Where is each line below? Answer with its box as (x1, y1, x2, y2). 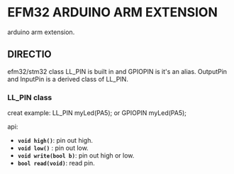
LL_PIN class (7, 92, 52, 102)
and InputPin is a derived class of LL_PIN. (7, 75, 129, 83)
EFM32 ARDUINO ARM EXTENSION (7, 4, 218, 21)
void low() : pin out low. (17, 143, 89, 153)
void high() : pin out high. (17, 136, 94, 145)
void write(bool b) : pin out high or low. (17, 151, 135, 160)
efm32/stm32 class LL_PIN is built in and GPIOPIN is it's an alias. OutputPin (7, 67, 228, 75)
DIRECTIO (7, 48, 52, 60)
